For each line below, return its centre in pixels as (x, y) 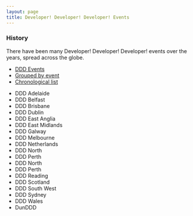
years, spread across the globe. (45, 57)
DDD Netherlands (36, 144)
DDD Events (30, 69)
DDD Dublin (29, 112)
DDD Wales (29, 201)
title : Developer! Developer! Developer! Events (68, 17)
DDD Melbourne (35, 137)
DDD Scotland (32, 182)
